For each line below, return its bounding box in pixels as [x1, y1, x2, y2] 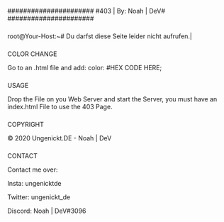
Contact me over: [7, 165, 58, 174]
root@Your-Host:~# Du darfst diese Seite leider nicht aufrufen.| [7, 32, 193, 40]
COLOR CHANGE [7, 50, 57, 58]
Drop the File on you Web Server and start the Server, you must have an [7, 94, 218, 103]
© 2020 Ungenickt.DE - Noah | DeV [7, 133, 112, 142]
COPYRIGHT [7, 120, 45, 128]
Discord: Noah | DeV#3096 [7, 206, 86, 215]
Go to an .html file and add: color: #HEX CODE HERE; [7, 63, 162, 72]
